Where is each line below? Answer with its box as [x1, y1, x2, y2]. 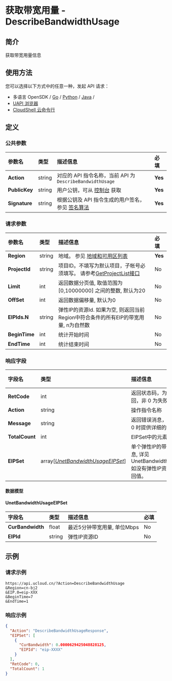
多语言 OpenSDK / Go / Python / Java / [12, 94, 95, 100]
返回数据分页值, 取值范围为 [58, 279, 123, 287]
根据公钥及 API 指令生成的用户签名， [57, 196, 145, 203]
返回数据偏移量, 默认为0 [58, 296, 116, 303]
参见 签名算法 [57, 204, 90, 211]
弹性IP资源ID [68, 533, 98, 540]
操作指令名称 [131, 407, 162, 414]
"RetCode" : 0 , [10, 661, 40, 667]
